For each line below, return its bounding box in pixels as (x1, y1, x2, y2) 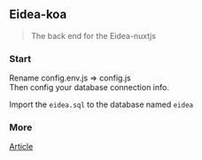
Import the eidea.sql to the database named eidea (9, 99, 193, 110)
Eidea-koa (9, 7, 67, 22)
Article (9, 141, 34, 152)
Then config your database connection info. (9, 82, 170, 93)
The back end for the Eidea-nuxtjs (30, 30, 157, 41)
